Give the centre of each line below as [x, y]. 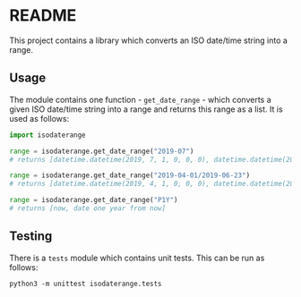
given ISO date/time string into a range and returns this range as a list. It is [146, 109]
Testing [31, 237]
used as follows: [39, 118]
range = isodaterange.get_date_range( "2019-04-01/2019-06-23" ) [130, 175]
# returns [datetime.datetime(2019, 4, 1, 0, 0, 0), [110, 184]
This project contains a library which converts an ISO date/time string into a [149, 40]
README [43, 16]
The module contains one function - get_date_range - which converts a [140, 99]
